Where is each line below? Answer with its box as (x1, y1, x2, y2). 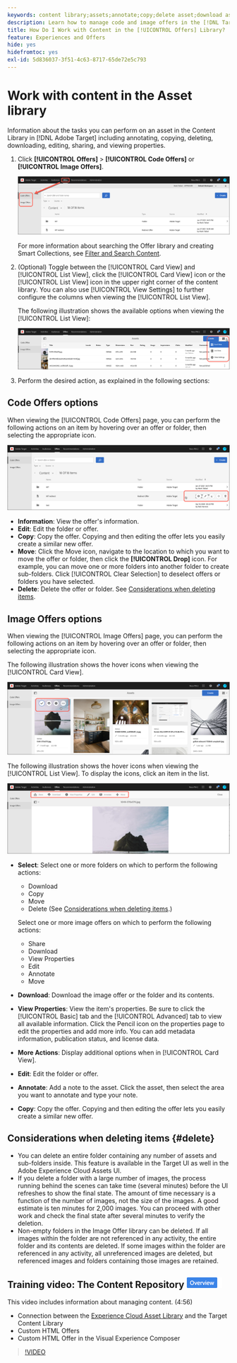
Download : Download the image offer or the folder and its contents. (17, 991, 215, 999)
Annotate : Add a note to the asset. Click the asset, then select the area (17, 1083, 224, 1092)
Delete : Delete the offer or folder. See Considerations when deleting (17, 585, 216, 594)
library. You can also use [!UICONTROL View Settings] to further (17, 285, 205, 294)
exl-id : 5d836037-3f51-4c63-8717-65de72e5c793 (7, 57, 147, 64)
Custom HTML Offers (17, 1326, 80, 1335)
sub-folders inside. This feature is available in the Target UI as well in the (17, 1158, 229, 1167)
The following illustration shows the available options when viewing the (17, 306, 224, 315)
